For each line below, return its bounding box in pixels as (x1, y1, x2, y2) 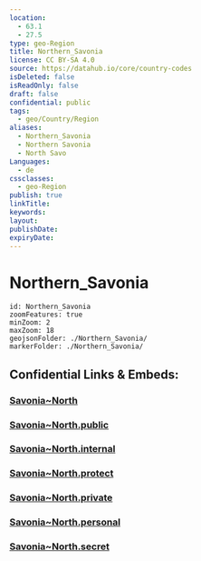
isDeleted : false (9, 73, 75, 82)
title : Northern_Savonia (9, 47, 103, 56)
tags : (9, 106, 30, 115)
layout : (9, 215, 39, 225)
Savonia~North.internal (9, 443, 116, 456)
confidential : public (9, 97, 91, 107)
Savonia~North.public (9, 418, 110, 431)
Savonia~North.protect (9, 467, 114, 480)
